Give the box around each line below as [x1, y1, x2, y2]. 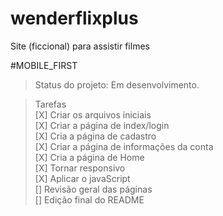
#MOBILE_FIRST [10, 59, 78, 71]
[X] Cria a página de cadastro [34, 130, 157, 142]
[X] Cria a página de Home [34, 151, 145, 163]
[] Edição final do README [34, 193, 145, 206]
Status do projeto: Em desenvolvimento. [34, 78, 200, 91]
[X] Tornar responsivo [34, 162, 126, 174]
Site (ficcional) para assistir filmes [10, 40, 150, 52]
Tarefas [34, 98, 67, 110]
